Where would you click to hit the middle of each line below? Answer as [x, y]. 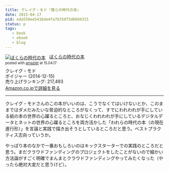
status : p [16, 24]
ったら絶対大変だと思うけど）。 [37, 164]
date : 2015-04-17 [23, 15]
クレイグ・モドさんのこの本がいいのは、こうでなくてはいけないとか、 [78, 104]
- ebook [20, 38]
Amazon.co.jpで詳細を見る [33, 88]
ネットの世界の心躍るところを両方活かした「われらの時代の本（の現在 [91, 122]
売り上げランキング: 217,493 [34, 81]
